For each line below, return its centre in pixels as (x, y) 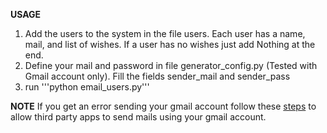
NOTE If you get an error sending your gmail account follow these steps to (163, 106)
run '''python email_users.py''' (87, 87)
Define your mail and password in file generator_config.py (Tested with (171, 65)
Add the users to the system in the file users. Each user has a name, (165, 33)
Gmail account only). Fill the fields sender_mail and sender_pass (157, 76)
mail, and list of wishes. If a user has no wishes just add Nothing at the (170, 44)
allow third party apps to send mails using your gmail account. (138, 117)
